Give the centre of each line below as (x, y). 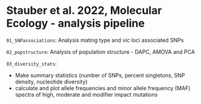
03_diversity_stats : (31, 63)
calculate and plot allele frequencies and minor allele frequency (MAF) (103, 88)
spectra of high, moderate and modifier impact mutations (86, 94)
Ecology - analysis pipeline (76, 23)
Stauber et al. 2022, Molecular (84, 11)
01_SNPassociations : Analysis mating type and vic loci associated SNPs (95, 40)
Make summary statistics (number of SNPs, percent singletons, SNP (100, 75)
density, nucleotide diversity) (51, 82)
